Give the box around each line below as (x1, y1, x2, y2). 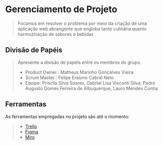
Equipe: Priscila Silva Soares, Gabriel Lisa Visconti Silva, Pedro (25, 80, 155, 86)
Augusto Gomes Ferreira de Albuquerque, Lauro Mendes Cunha (25, 85, 158, 91)
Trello (25, 123, 37, 129)
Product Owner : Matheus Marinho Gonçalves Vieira (25, 69, 134, 75)
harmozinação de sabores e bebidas (17, 31, 94, 37)
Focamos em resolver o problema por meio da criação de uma (17, 20, 147, 26)
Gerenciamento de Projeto (5, 4, 118, 15)
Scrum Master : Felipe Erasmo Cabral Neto (25, 75, 114, 81)
